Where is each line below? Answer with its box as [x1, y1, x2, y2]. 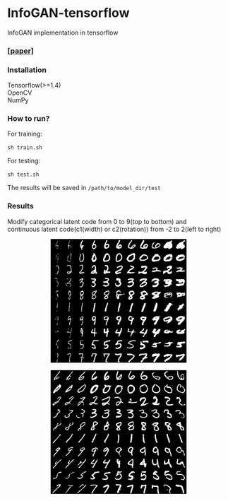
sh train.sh [7, 144, 42, 151]
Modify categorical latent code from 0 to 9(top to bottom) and [7, 217, 187, 225]
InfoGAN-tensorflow [7, 5, 130, 21]
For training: [7, 129, 42, 138]
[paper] [7, 46, 34, 56]
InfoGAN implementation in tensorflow [7, 28, 119, 37]
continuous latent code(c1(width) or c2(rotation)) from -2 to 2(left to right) [7, 225, 222, 233]
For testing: [7, 157, 41, 165]
